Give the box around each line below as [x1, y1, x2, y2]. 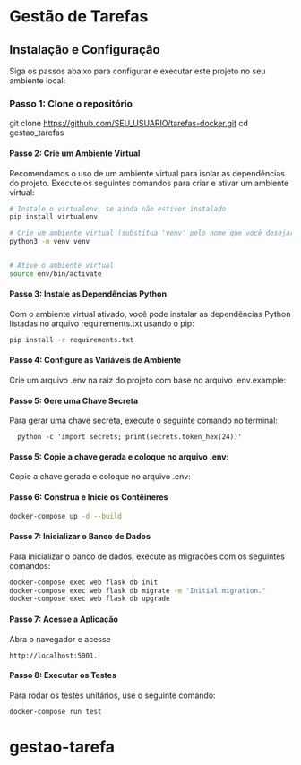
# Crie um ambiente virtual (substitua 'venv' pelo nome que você [9, 228, 262, 238]
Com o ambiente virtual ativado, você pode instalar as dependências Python [9, 308, 291, 319]
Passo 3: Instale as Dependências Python [9, 288, 168, 299]
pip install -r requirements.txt [9, 335, 134, 344]
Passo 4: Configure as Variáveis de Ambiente [9, 355, 182, 365]
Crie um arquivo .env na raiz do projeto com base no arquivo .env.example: [9, 374, 287, 386]
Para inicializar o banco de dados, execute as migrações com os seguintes [9, 551, 285, 562]
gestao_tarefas [9, 127, 64, 138]
